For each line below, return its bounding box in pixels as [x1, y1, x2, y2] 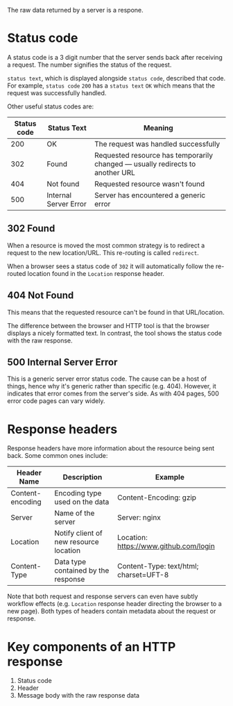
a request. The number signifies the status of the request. [7, 60, 172, 69]
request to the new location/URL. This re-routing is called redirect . [7, 248, 199, 256]
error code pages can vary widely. [7, 397, 105, 405]
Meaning [143, 123, 173, 133]
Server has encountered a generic [94, 190, 206, 200]
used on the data [54, 497, 110, 507]
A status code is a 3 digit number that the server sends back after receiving [7, 53, 223, 61]
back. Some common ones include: [7, 452, 108, 460]
